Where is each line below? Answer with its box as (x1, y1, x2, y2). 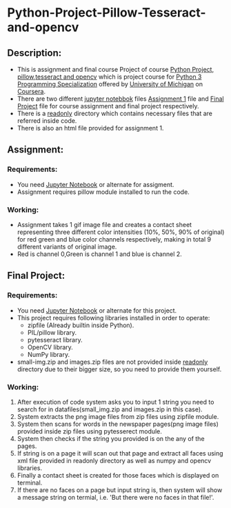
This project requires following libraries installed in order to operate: (17, 313, 210, 322)
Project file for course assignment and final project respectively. (17, 102, 199, 110)
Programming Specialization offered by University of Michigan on (17, 80, 203, 88)
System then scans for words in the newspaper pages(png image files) (17, 420, 219, 428)
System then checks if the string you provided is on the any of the (17, 434, 205, 442)
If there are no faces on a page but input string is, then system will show (17, 485, 223, 494)
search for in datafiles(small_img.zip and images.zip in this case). (17, 405, 203, 413)
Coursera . (17, 88, 46, 95)
